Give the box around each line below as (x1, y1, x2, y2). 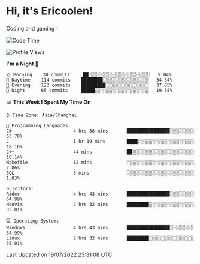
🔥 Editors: (6, 185, 34, 191)
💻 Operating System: (6, 218, 60, 224)
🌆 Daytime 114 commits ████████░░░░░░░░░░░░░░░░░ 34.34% (6, 77, 172, 83)
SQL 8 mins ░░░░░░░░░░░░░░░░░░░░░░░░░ (6, 170, 195, 176)
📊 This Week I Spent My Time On (6, 98, 91, 106)
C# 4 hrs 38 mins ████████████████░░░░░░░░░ (6, 128, 195, 134)
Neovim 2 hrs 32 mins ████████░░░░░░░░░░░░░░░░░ (6, 201, 195, 208)
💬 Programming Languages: (6, 122, 71, 128)
